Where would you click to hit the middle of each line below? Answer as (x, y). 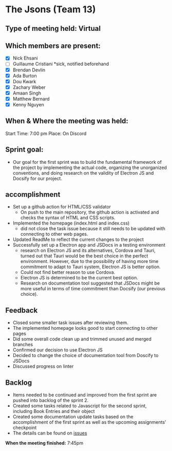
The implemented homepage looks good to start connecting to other (85, 328)
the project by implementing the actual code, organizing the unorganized (90, 167)
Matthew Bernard (31, 99)
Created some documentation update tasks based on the (73, 417)
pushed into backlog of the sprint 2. (51, 400)
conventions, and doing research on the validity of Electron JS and (83, 173)
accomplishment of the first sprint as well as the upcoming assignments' (90, 422)
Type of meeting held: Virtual (53, 29)
